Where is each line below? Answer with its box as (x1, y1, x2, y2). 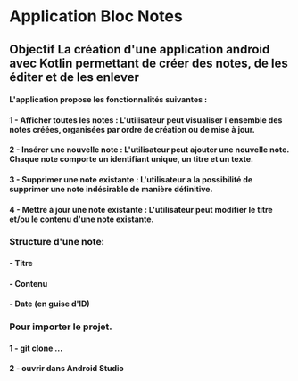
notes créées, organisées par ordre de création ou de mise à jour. (9, 124, 256, 134)
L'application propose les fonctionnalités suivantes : (9, 94, 208, 105)
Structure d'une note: (9, 236, 105, 248)
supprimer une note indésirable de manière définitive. (9, 183, 213, 194)
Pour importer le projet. (9, 320, 113, 333)
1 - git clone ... (9, 343, 63, 353)
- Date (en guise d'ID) (9, 298, 91, 309)
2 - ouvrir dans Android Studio (9, 363, 125, 374)
